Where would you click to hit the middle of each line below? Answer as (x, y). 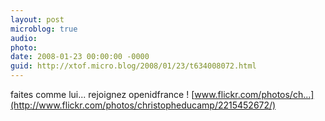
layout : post (37, 19)
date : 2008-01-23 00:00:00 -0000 (80, 57)
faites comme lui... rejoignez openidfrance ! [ (102, 94)
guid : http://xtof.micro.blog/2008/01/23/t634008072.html (133, 66)
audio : (24, 38)
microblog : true (44, 29)
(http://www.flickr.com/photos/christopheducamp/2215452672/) (143, 105)
